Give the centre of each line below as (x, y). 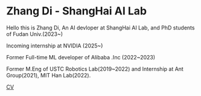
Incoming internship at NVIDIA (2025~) (55, 46)
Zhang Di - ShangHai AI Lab (76, 11)
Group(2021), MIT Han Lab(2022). (49, 75)
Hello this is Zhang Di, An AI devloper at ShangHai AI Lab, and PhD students (101, 28)
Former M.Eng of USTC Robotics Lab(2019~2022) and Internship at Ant (95, 69)
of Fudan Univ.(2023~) (35, 34)
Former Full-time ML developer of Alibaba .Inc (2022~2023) (81, 57)
